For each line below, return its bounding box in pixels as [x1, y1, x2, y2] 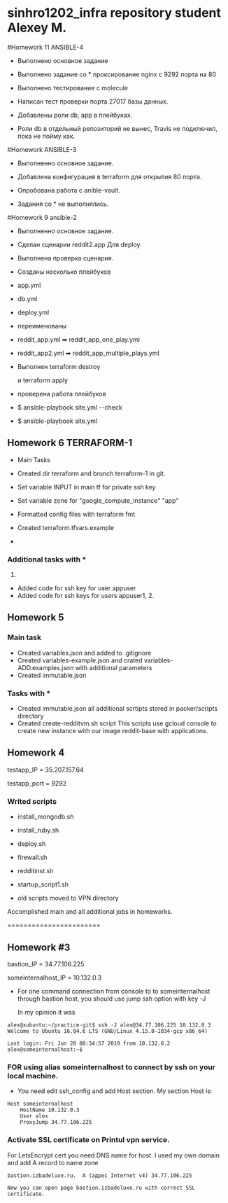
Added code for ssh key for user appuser [17, 584, 136, 592]
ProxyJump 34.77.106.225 [20, 1119, 92, 1126]
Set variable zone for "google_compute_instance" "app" [17, 496, 179, 505]
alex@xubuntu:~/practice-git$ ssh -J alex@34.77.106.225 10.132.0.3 [7, 1021, 211, 1029]
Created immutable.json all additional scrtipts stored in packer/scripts [17, 704, 218, 713]
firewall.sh [17, 853, 48, 862]
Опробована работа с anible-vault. [17, 186, 120, 194]
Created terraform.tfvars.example [17, 523, 115, 531]
